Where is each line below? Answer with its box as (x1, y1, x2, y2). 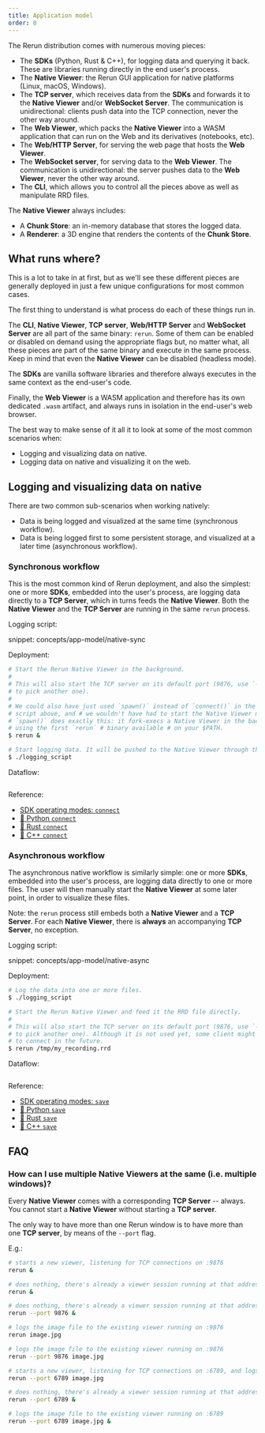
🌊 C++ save (19, 1122, 58, 1131)
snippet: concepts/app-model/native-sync (8, 635, 146, 645)
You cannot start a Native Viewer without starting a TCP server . (8, 1204, 217, 1213)
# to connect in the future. (8, 1037, 104, 1045)
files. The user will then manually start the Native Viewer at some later (8, 885, 238, 894)
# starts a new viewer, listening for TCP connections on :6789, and (8, 1367, 242, 1375)
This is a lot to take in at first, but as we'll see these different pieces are (8, 273, 240, 283)
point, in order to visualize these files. (8, 893, 130, 903)
